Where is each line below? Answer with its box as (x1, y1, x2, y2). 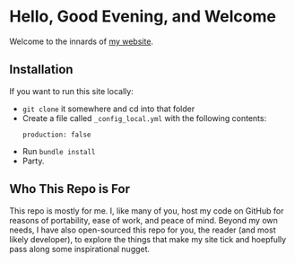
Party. (22, 155, 45, 166)
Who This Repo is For (9, 181, 130, 197)
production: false (22, 130, 91, 139)
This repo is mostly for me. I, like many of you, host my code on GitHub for (9, 205, 284, 216)
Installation (9, 62, 74, 77)
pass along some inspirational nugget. (9, 243, 151, 254)
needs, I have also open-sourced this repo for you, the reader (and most (9, 224, 276, 235)
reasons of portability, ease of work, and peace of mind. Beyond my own (9, 215, 278, 225)
